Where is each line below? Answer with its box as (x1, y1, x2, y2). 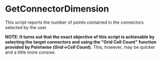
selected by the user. (5, 24, 48, 30)
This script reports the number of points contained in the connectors (5, 19, 144, 25)
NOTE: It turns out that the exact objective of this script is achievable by (5, 34, 155, 40)
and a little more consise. (5, 49, 56, 55)
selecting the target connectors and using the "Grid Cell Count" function (5, 39, 157, 44)
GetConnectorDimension (5, 3, 109, 15)
